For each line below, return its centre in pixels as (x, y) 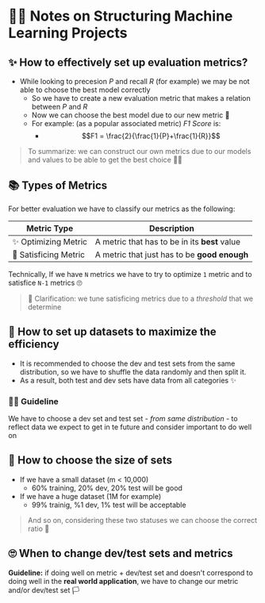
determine (44, 307)
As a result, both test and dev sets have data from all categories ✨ (128, 380)
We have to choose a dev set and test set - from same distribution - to (123, 418)
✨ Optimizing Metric (50, 241)
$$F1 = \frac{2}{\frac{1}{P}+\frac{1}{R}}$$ (151, 136)
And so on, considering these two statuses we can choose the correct (142, 520)
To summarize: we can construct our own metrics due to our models (139, 151)
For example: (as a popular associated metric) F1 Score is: (126, 123)
